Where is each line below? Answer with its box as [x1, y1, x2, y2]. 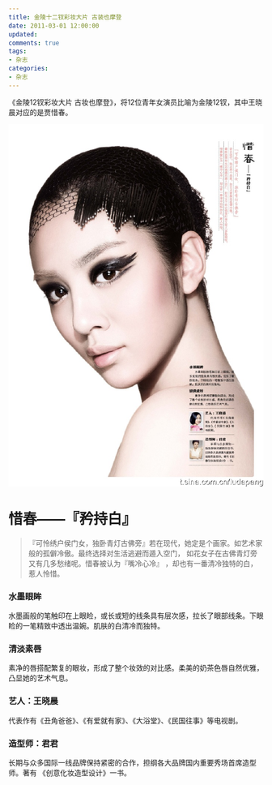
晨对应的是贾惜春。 [8, 107, 73, 117]
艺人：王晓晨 [8, 696, 59, 707]
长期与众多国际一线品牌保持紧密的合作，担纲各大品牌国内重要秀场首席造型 [8, 757, 257, 767]
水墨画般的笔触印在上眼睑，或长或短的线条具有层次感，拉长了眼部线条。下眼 [8, 611, 264, 620]
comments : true [8, 39, 60, 47]
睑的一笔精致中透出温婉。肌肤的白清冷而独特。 [8, 621, 164, 631]
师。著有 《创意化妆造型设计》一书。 [8, 767, 131, 778]
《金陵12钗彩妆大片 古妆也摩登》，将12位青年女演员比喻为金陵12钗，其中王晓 [8, 97, 263, 107]
